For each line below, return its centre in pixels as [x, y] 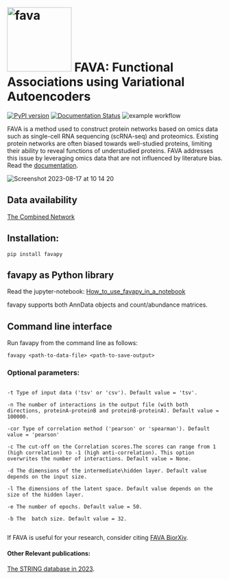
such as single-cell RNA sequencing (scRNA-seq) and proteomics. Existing [113, 136]
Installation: [33, 238]
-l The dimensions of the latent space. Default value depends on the [110, 489]
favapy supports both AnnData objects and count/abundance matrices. [107, 305]
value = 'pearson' [33, 435]
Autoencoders [49, 97]
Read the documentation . [43, 165]
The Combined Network [41, 217]
